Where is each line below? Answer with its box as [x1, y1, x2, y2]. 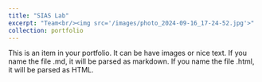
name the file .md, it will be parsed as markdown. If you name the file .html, [8, 57, 255, 66]
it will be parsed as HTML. [8, 65, 94, 75]
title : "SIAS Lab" [8, 11, 69, 20]
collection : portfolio [8, 26, 84, 34]
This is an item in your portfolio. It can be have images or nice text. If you [8, 49, 247, 58]
